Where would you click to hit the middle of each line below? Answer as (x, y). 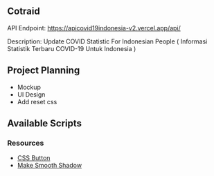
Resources (26, 143)
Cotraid (24, 11)
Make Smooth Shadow (49, 166)
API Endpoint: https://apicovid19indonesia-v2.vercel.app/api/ (94, 28)
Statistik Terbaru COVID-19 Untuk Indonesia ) (72, 48)
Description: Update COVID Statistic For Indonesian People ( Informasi (107, 41)
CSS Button (34, 158)
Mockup (29, 87)
